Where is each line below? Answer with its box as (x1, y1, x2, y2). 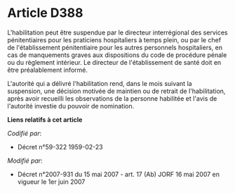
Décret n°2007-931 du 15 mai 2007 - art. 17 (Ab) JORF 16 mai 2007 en (17, 170, 220, 178)
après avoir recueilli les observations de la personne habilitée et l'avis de (7, 94, 217, 103)
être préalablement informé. (7, 66, 88, 74)
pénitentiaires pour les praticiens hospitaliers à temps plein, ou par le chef (7, 35, 222, 44)
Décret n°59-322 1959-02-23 (17, 142, 103, 151)
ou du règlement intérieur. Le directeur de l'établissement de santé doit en (7, 58, 222, 66)
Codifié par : (7, 129, 42, 137)
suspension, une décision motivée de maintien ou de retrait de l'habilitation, (7, 87, 226, 95)
